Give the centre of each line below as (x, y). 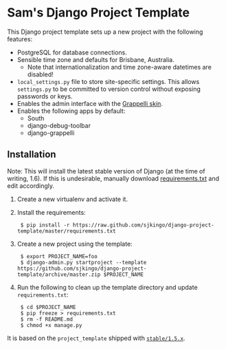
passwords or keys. (45, 96)
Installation (32, 155)
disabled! (40, 74)
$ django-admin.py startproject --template (83, 262)
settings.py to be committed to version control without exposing (109, 89)
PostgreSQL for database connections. (72, 52)
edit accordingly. (31, 186)
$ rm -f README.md (47, 319)
